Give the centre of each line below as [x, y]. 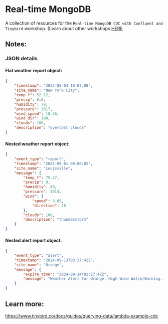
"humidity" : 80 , [40, 187]
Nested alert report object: [34, 240]
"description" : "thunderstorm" [56, 220]
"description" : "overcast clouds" [50, 128]
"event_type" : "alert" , [39, 256]
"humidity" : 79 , [31, 104]
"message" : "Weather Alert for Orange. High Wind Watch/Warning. [93, 279]
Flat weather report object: [34, 70]
